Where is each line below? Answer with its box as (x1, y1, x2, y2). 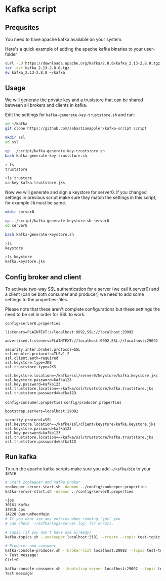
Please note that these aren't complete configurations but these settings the (5, 306, 160, 312)
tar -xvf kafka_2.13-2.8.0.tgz (5, 65, 70, 70)
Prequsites (5, 23, 40, 32)
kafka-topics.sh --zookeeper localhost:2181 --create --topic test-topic (5, 534, 161, 539)
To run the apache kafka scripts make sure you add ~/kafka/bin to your (5, 465, 151, 472)
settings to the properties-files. (5, 297, 68, 302)
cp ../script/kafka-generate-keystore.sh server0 (5, 218, 110, 224)
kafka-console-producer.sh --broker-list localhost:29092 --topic (5, 548, 145, 553)
